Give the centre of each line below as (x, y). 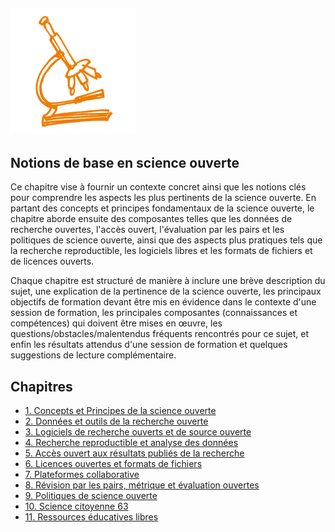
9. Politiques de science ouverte (91, 496)
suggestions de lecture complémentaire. (93, 355)
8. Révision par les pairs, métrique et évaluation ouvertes (142, 485)
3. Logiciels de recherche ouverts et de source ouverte (138, 432)
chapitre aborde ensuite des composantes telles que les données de (151, 219)
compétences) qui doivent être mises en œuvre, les (116, 323)
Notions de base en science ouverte (125, 162)
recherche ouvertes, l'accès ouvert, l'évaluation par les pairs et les (147, 230)
